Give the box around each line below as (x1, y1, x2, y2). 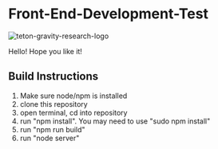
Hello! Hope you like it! (8, 46, 82, 56)
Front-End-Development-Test (8, 5, 209, 23)
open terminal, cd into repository (19, 108, 128, 117)
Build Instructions (8, 69, 99, 84)
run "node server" (19, 133, 80, 143)
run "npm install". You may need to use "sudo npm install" (19, 116, 211, 126)
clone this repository (19, 99, 88, 108)
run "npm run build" (19, 124, 85, 134)
